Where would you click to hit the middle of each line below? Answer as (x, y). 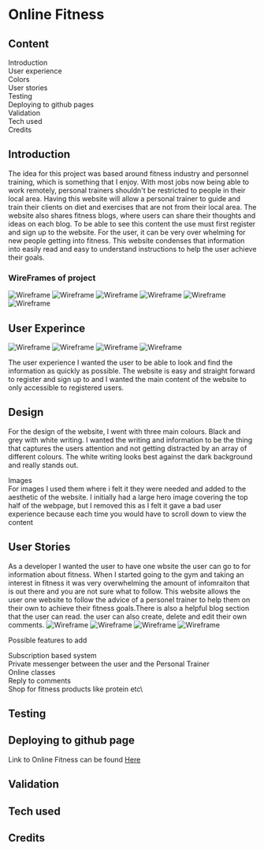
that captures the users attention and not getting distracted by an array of (128, 448)
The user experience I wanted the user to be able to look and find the (121, 362)
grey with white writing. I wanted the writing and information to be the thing (130, 440)
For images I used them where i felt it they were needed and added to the (127, 489)
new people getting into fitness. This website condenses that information (126, 240)
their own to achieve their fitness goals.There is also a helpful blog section (129, 608)
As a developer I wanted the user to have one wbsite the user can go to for (129, 566)
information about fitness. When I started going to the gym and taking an (126, 575)
